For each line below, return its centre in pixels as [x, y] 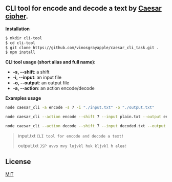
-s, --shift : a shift [31, 72]
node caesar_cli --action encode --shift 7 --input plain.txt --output [83, 117]
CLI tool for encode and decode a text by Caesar [84, 8]
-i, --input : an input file [37, 77]
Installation [17, 29]
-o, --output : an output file [41, 83]
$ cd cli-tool [20, 43]
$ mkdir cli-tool [24, 38]
